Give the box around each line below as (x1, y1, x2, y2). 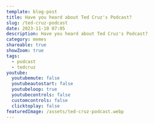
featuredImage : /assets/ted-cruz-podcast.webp (6, 108, 124, 114)
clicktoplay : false (11, 103, 60, 109)
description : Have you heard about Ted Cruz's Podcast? (6, 31, 148, 37)
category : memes (6, 36, 47, 42)
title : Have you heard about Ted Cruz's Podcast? (6, 14, 133, 20)
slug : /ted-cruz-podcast (6, 20, 68, 26)
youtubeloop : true (11, 86, 58, 92)
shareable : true (6, 42, 47, 48)
